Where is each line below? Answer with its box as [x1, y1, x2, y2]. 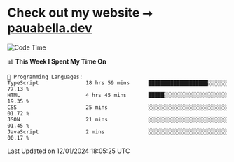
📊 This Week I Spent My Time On [7, 57, 106, 66]
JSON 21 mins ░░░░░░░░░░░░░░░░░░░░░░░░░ [7, 116, 228, 123]
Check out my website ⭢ [7, 5, 153, 21]
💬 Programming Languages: [7, 73, 83, 80]
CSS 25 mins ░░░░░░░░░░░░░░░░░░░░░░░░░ [7, 103, 228, 111]
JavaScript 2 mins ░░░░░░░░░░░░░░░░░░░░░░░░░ [7, 128, 228, 135]
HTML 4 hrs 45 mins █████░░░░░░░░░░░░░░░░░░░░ [7, 91, 228, 98]
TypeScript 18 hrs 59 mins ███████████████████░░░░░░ [7, 79, 228, 87]
